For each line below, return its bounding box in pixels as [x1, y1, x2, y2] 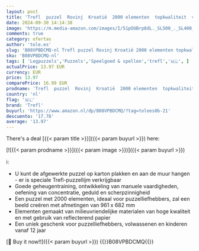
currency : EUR [6, 69, 41, 75]
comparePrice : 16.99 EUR [6, 81, 68, 86]
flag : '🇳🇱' [6, 96, 36, 102]
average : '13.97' [6, 119, 49, 125]
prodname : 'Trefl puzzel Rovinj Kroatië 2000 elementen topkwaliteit [6, 86, 195, 92]
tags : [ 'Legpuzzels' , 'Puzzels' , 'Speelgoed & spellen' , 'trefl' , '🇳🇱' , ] [6, 58, 190, 64]
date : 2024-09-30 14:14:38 [6, 20, 73, 25]
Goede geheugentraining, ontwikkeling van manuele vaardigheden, [14, 183, 179, 190]
